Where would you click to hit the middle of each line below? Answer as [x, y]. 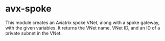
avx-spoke [29, 9]
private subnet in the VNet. [34, 33]
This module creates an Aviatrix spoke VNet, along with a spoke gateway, [82, 22]
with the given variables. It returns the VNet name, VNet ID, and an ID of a [83, 27]
